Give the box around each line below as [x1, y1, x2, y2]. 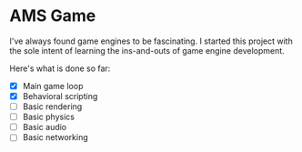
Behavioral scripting [22, 91, 98, 101]
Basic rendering [22, 101, 83, 112]
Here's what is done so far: [9, 63, 111, 74]
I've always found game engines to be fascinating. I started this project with [9, 35, 293, 46]
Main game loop [22, 80, 84, 91]
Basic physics [22, 111, 75, 123]
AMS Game [9, 5, 96, 26]
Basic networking [22, 132, 88, 143]
